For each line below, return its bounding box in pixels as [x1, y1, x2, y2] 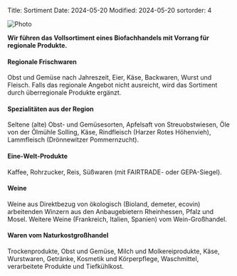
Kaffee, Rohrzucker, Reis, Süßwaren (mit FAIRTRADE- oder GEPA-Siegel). [7, 167, 222, 176]
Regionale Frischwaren [7, 57, 77, 66]
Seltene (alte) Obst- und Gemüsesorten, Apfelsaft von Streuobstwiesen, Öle [7, 120, 230, 129]
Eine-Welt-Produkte [7, 152, 68, 160]
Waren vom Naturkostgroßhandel [7, 231, 109, 240]
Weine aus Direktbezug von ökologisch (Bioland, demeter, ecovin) [7, 199, 201, 208]
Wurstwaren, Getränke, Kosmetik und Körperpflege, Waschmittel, [7, 255, 199, 263]
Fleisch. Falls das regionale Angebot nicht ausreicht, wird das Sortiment [7, 81, 218, 90]
